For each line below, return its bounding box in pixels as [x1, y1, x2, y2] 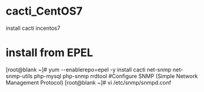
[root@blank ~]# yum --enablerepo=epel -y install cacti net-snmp [5, 66, 172, 73]
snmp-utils [5, 72, 33, 80]
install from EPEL [5, 46, 93, 60]
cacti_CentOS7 [5, 4, 83, 18]
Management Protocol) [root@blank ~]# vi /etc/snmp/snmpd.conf [5, 79, 172, 86]
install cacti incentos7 [5, 24, 60, 32]
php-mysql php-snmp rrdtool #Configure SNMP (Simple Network [34, 72, 198, 80]
